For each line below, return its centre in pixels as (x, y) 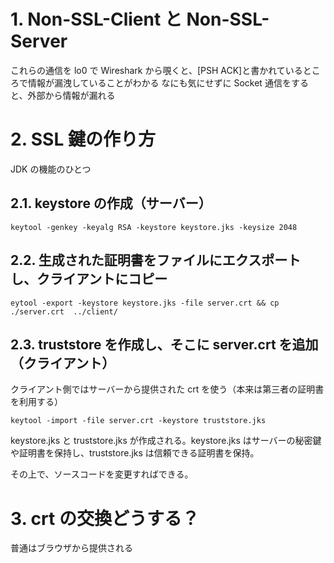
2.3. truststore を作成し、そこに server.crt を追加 (164, 344)
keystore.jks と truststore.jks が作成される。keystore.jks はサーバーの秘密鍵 (166, 441)
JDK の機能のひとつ (51, 169)
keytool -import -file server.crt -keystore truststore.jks (138, 421)
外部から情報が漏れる (71, 95)
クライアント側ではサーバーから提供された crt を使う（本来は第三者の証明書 (167, 389)
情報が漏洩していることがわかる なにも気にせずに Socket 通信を (159, 82)
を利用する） (36, 402)
